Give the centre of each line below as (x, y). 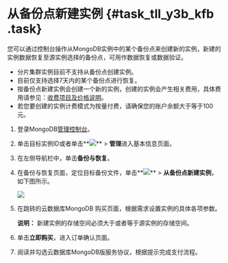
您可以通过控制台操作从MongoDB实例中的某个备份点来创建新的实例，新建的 (114, 49)
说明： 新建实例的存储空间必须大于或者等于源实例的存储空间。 (105, 223)
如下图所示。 (35, 181)
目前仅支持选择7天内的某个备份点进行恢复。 (79, 80)
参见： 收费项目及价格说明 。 (68, 97)
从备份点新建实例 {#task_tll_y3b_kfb (111, 14)
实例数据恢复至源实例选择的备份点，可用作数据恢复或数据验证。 (97, 57)
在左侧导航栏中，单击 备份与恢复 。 (65, 158)
